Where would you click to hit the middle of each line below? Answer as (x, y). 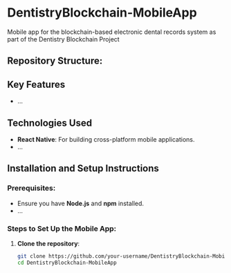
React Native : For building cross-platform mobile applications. (106, 139)
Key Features (36, 84)
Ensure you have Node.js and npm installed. (80, 203)
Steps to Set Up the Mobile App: (62, 228)
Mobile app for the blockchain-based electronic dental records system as (112, 32)
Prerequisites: (31, 188)
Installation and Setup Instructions (83, 168)
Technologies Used (49, 123)
